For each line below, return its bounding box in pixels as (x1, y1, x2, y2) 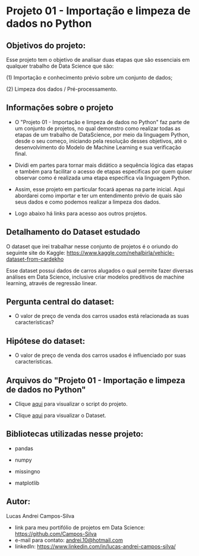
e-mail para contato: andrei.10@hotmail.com (14, 536, 123, 544)
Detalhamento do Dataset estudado (6, 227, 141, 237)
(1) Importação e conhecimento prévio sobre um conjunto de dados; (6, 74, 173, 81)
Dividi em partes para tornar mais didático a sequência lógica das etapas (14, 162, 194, 169)
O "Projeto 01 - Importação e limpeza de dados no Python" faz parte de (14, 118, 190, 125)
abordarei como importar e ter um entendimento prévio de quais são (14, 192, 182, 199)
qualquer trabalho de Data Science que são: (6, 62, 114, 69)
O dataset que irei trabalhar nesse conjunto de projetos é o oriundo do (6, 242, 178, 250)
